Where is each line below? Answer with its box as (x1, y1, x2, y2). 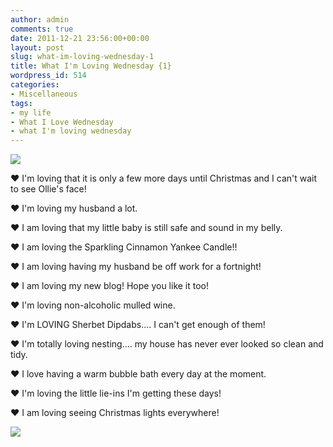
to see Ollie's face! (10, 183, 87, 195)
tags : (10, 98, 33, 108)
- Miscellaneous (10, 89, 78, 99)
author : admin (10, 14, 70, 25)
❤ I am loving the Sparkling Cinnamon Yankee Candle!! (10, 241, 238, 253)
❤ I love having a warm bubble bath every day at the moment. (10, 368, 267, 380)
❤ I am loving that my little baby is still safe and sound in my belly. (10, 222, 283, 234)
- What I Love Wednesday (10, 117, 114, 127)
